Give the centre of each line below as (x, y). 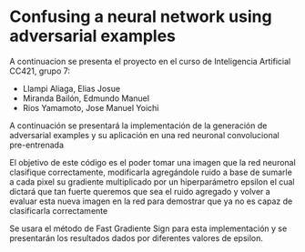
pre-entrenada (36, 145)
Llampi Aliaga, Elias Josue (71, 88)
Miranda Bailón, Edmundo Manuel (86, 98)
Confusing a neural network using (141, 17)
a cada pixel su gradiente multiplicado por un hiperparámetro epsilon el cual (152, 181)
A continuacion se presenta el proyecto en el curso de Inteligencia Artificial (150, 61)
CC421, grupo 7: (40, 71)
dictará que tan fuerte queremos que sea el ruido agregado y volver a (140, 191)
